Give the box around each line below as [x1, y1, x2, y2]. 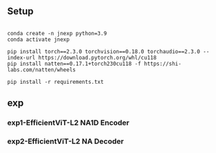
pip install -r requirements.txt [7, 78, 104, 85]
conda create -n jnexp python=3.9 [7, 30, 108, 37]
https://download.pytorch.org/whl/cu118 [38, 54, 157, 61]
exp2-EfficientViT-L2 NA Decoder [7, 136, 124, 146]
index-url [7, 54, 36, 61]
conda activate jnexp [7, 36, 70, 43]
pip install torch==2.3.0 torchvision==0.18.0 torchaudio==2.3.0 [7, 48, 200, 55]
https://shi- [143, 60, 182, 67]
